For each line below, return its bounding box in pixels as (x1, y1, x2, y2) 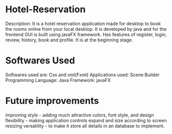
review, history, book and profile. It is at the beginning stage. (5, 37, 133, 43)
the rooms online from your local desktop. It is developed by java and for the (5, 26, 167, 32)
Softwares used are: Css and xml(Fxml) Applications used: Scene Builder (5, 72, 160, 78)
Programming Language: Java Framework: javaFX (5, 77, 111, 83)
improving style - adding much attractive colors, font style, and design (5, 111, 154, 118)
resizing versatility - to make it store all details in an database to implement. (5, 123, 165, 129)
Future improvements (5, 95, 99, 107)
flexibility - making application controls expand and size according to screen (5, 117, 167, 123)
